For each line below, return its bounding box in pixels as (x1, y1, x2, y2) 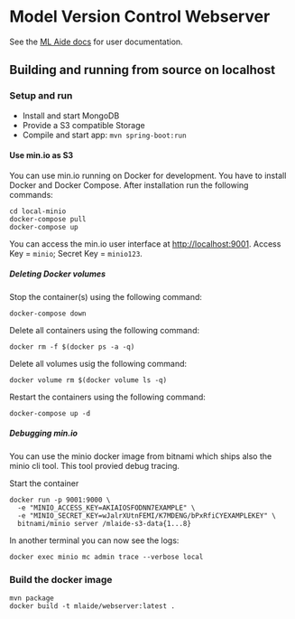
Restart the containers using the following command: (9, 391, 206, 402)
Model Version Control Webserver (9, 6, 271, 27)
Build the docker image (9, 573, 113, 586)
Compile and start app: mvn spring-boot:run (22, 129, 187, 140)
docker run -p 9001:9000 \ (9, 495, 111, 504)
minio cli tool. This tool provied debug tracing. (9, 460, 180, 471)
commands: (9, 189, 54, 200)
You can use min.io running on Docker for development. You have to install (9, 170, 287, 181)
